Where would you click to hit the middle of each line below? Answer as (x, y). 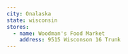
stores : (18, 27)
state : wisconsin (32, 20)
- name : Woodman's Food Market (59, 33)
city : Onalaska (29, 14)
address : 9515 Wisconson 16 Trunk (70, 40)
